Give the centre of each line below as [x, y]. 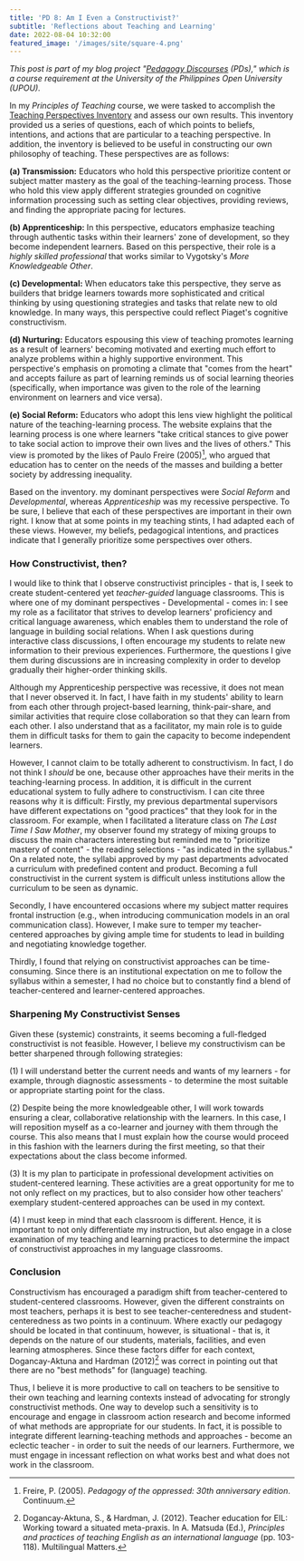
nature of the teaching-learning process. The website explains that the [141, 425]
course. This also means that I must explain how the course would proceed [149, 1136]
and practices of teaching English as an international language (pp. [149, 1537]
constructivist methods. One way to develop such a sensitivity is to [134, 1407]
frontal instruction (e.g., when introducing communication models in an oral [150, 916]
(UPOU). [25, 88]
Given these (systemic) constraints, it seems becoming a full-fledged [138, 1033]
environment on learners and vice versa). [86, 398]
